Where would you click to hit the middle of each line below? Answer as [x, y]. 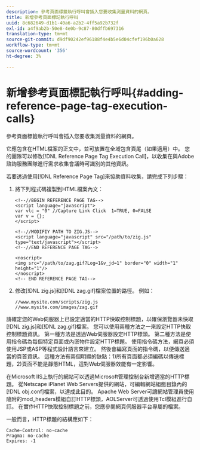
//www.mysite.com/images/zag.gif [56, 307]
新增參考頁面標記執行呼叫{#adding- [95, 93]
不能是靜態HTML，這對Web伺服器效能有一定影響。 [95, 364]
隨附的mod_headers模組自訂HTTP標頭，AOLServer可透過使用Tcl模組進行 [97, 399]
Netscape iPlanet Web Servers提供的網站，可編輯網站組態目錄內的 [105, 384]
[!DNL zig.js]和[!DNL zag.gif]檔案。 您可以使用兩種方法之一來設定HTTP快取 [99, 326]
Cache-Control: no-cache [37, 430]
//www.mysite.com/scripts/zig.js [56, 302]
